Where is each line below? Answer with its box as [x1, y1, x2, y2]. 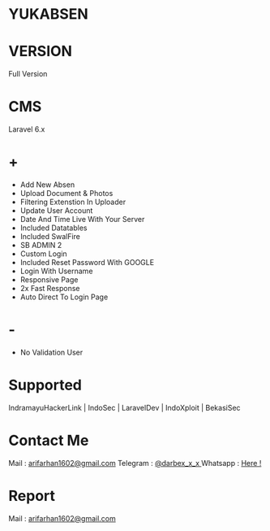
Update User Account [19, 206, 93, 215]
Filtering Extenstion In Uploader [19, 197, 126, 207]
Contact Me [8, 432, 89, 450]
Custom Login [19, 249, 67, 259]
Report [8, 487, 55, 505]
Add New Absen [19, 180, 75, 189]
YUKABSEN [8, 5, 89, 24]
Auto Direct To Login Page [19, 292, 109, 302]
